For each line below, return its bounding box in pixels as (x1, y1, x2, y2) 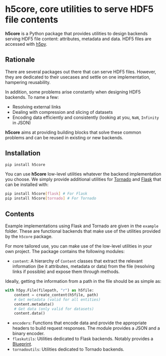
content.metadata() (14, 302, 55, 307)
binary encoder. (12, 331, 45, 337)
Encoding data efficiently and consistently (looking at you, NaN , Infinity (12, 114, 160, 120)
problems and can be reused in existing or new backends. (5, 134, 123, 140)
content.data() (14, 311, 46, 316)
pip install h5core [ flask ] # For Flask (5, 191, 88, 196)
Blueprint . (12, 341, 33, 347)
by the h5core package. (5, 234, 53, 239)
